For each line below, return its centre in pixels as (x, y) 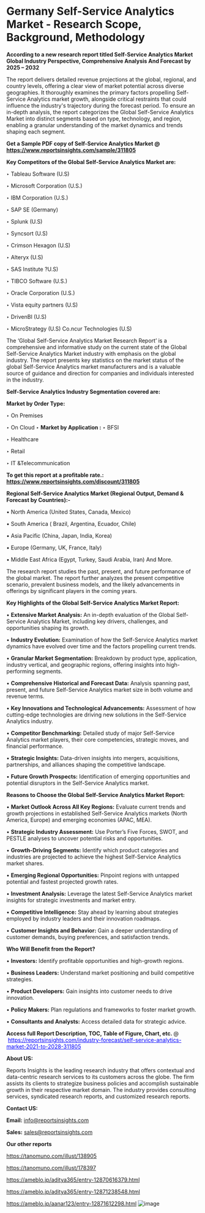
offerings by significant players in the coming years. (72, 591)
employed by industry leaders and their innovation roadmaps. (84, 918)
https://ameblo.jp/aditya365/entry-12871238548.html (73, 1191)
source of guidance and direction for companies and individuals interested (100, 373)
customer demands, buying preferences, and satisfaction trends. (88, 937)
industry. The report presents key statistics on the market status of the (95, 360)
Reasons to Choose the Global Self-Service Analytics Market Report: (96, 795)
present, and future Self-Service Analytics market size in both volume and (99, 689)
